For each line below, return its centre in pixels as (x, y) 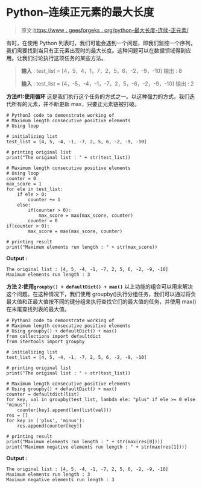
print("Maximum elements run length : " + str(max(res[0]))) (85, 441)
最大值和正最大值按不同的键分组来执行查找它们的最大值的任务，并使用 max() (101, 301)
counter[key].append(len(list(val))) (65, 410)
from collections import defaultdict (54, 336)
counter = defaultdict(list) (43, 394)
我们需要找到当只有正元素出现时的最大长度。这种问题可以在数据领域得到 (96, 50)
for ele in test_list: (35, 189)
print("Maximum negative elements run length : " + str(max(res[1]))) (97, 447)
